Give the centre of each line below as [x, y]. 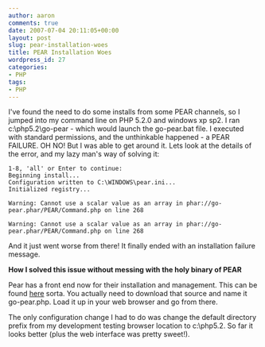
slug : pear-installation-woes [58, 45]
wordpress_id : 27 [37, 60]
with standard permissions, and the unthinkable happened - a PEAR [119, 137]
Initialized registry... [49, 190]
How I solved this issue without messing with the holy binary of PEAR [125, 270]
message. [24, 254]
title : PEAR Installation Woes [60, 52]
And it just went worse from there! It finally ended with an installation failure [132, 246]
